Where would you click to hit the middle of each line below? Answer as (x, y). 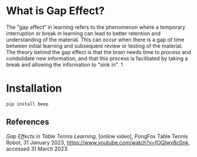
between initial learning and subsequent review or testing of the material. (95, 46)
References (28, 122)
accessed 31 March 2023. (37, 149)
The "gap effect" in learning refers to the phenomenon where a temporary (96, 27)
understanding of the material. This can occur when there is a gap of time (95, 39)
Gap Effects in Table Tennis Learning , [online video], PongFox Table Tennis (97, 136)
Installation (34, 88)
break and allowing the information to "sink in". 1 (65, 64)
